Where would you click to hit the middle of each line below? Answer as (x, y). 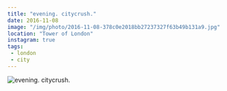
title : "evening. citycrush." (52, 14)
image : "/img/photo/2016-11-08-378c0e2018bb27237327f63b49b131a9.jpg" (114, 27)
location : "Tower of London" (50, 34)
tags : (15, 47)
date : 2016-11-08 (33, 20)
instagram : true (31, 40)
